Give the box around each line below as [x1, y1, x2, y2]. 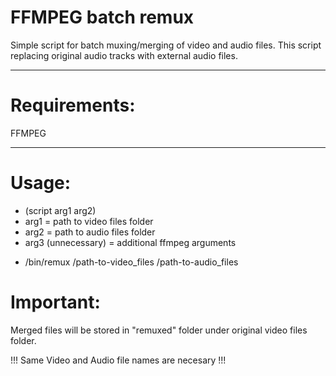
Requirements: [10, 94, 136, 117]
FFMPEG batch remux [10, 6, 195, 29]
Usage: [10, 172, 72, 195]
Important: [10, 291, 101, 313]
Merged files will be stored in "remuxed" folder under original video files [10, 324, 308, 336]
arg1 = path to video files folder [24, 215, 154, 227]
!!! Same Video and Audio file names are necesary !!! [10, 354, 227, 366]
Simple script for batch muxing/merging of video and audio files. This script [10, 39, 322, 51]
